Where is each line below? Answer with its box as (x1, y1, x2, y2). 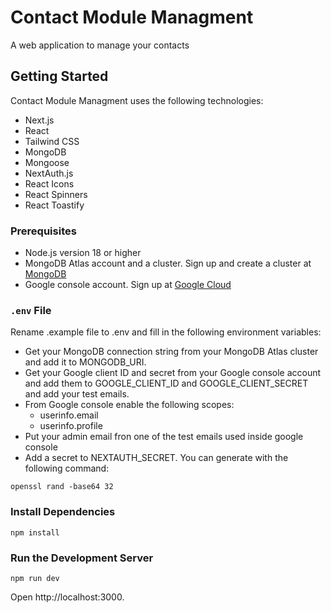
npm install (10, 527, 60, 538)
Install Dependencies (10, 505, 116, 519)
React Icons (24, 177, 75, 190)
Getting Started (10, 68, 109, 85)
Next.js (24, 114, 55, 126)
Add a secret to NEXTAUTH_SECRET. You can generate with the (24, 452, 289, 464)
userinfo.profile (39, 420, 103, 432)
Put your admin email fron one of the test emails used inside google (24, 431, 304, 443)
